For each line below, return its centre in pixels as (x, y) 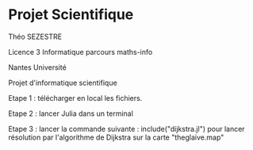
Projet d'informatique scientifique (63, 83)
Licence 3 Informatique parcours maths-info (80, 52)
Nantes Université (38, 67)
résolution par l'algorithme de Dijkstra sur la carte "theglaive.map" (116, 137)
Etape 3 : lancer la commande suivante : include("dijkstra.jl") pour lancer (126, 129)
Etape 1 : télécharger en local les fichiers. (75, 98)
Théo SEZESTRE (35, 37)
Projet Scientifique (71, 15)
